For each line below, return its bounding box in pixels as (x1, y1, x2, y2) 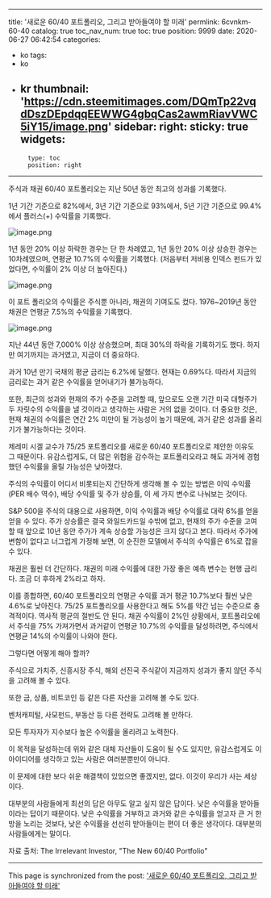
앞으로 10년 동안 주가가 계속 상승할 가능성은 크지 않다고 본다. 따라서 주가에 (25, 526, 258, 536)
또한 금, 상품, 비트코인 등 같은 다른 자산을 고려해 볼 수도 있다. (8, 692, 199, 702)
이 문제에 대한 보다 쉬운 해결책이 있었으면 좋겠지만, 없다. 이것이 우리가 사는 (8, 771, 243, 781)
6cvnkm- (221, 17, 252, 27)
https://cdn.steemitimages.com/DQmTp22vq (23, 94, 256, 109)
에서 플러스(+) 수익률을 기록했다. (8, 211, 111, 220)
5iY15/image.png (19, 120, 109, 134)
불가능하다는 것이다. (23, 424, 86, 434)
